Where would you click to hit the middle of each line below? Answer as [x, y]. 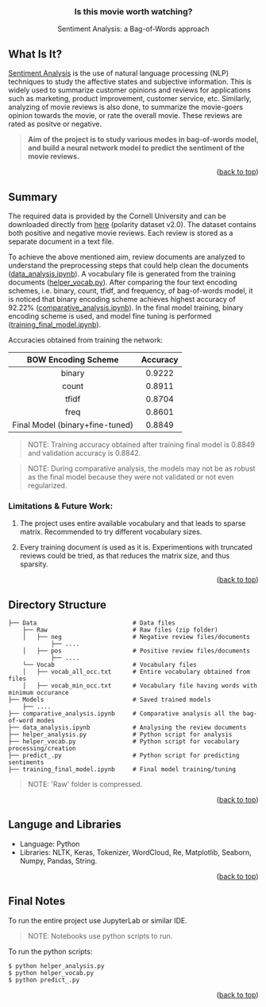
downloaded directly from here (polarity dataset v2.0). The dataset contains [132, 224]
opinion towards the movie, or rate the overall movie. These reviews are [125, 116]
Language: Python [50, 844]
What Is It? [35, 54]
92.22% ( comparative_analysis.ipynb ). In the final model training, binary [126, 308]
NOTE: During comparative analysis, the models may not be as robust [141, 468]
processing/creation [42, 749]
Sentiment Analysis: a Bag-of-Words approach [133, 29]
